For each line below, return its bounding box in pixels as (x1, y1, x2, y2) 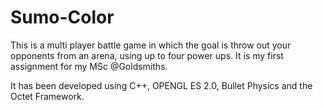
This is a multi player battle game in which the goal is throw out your (10, 39, 292, 51)
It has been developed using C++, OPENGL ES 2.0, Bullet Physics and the (10, 79, 313, 91)
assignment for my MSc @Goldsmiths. (10, 60, 168, 72)
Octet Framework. (10, 90, 85, 102)
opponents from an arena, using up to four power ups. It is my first (10, 49, 284, 61)
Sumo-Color (10, 6, 115, 29)
